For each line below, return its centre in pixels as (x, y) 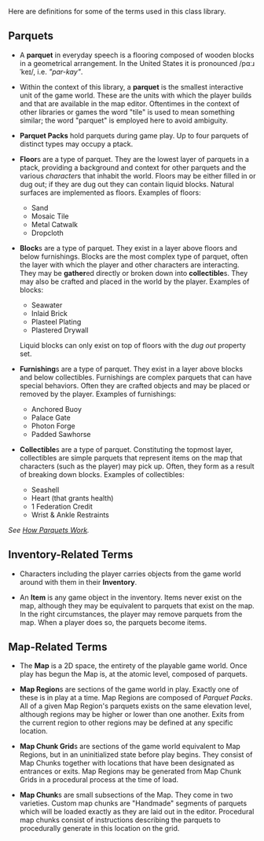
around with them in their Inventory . (78, 582)
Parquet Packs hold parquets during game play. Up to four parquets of (134, 135)
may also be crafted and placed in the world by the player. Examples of (134, 281)
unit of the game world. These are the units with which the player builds (136, 95)
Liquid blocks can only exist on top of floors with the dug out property (132, 345)
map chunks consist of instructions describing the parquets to (120, 820)
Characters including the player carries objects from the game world (130, 574)
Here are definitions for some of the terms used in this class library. (117, 11)
